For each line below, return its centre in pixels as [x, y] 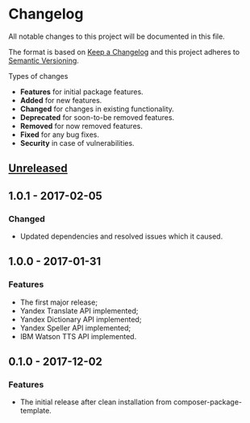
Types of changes [38, 76]
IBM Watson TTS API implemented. [78, 336]
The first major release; [59, 302]
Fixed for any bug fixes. [59, 135]
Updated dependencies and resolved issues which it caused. [121, 236]
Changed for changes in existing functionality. [97, 109]
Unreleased [38, 169]
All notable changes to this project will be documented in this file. [117, 36]
